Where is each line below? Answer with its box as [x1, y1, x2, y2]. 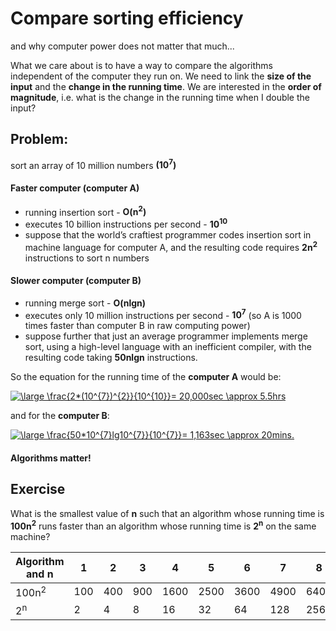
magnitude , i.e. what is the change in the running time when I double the [10, 91, 310, 103]
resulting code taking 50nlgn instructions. [24, 352, 198, 364]
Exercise [10, 481, 66, 498]
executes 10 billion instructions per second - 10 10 [24, 217, 228, 230]
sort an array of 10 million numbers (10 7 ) [10, 157, 177, 171]
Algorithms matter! [10, 452, 92, 464]
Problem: [10, 131, 69, 148]
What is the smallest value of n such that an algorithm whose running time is [10, 507, 325, 519]
